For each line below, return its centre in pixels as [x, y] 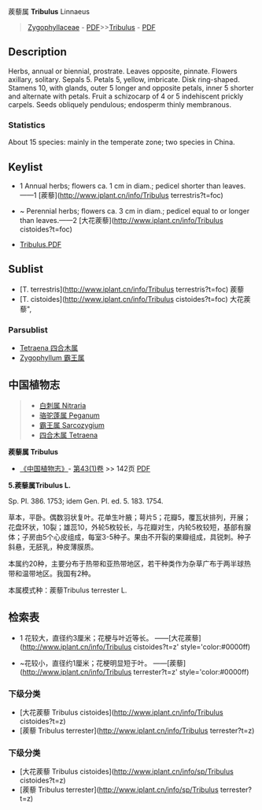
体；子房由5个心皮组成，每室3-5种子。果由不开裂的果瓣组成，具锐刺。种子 [130, 537]
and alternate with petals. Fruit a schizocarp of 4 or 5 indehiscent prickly [126, 96]
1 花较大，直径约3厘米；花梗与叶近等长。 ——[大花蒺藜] [111, 637]
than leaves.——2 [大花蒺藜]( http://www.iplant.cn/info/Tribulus [121, 220]
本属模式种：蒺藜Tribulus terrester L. [68, 590]
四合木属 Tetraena [68, 435]
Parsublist [28, 329]
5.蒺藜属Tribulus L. [39, 485]
